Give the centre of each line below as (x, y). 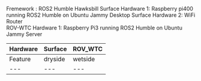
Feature (20, 59)
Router (14, 21)
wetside (84, 59)
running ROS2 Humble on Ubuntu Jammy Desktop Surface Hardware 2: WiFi (101, 15)
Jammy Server (24, 34)
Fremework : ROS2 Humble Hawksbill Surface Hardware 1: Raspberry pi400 (100, 9)
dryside (54, 59)
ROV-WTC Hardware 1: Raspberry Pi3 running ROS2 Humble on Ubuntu (94, 28)
